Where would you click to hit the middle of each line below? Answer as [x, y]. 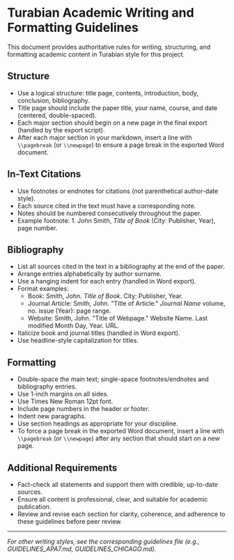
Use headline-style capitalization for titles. [78, 341]
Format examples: [43, 289]
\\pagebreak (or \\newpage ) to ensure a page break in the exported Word [120, 145]
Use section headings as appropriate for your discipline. [98, 423]
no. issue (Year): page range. [69, 311]
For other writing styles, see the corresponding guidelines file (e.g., [103, 542]
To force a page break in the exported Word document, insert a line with [120, 431]
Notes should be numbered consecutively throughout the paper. [109, 213]
